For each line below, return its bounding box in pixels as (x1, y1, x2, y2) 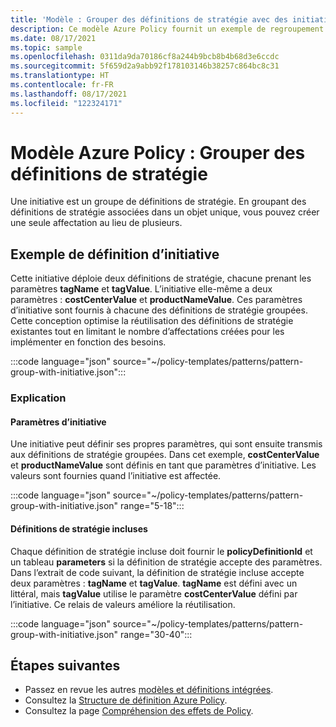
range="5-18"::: (120, 500, 185, 512)
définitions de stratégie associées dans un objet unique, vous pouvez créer (10, 206, 320, 218)
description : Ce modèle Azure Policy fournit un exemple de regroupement (10, 24, 325, 34)
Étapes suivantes (10, 657, 121, 674)
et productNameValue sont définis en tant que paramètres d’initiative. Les (10, 459, 317, 471)
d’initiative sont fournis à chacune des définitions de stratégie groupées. (10, 304, 308, 316)
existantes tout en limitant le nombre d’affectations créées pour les (10, 326, 285, 338)
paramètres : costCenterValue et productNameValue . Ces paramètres (10, 294, 303, 306)
